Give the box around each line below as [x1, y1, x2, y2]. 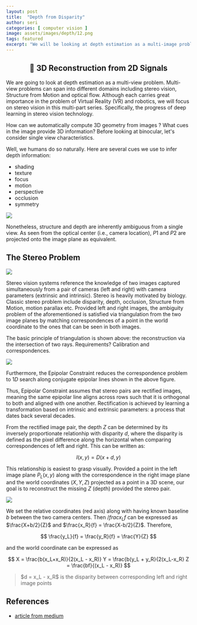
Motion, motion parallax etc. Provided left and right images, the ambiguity [6, 304, 184, 311]
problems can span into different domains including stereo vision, [18, 85, 177, 92]
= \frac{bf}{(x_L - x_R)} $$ [66, 562, 131, 569]
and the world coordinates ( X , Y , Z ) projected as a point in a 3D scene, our [6, 479, 185, 486]
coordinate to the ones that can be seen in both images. [6, 323, 141, 330]
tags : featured [6, 36, 43, 42]
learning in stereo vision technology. [6, 110, 94, 117]
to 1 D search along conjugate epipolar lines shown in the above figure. [6, 375, 176, 383]
